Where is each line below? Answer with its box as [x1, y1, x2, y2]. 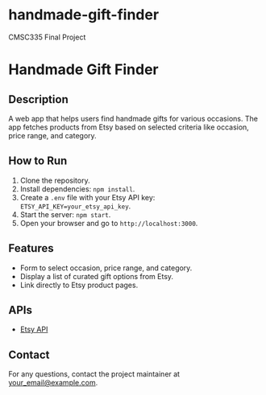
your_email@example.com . [8, 378, 98, 388]
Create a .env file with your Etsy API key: [19, 192, 156, 202]
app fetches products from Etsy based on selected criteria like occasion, [8, 122, 250, 132]
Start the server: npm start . [19, 209, 111, 219]
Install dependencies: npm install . [19, 183, 135, 194]
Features [8, 241, 54, 255]
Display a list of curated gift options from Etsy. [19, 271, 174, 281]
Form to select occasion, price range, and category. [19, 263, 193, 273]
